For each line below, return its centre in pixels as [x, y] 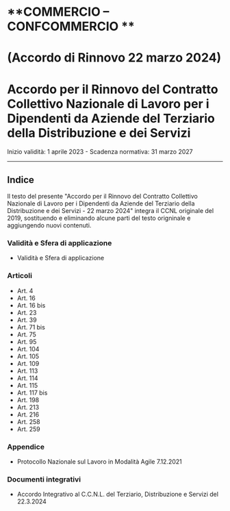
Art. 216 [28, 414]
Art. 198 [28, 400]
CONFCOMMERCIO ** [71, 26]
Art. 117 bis [32, 392]
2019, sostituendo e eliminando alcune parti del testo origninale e [99, 218]
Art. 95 [27, 341]
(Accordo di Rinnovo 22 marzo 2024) [114, 58]
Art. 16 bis [31, 305]
